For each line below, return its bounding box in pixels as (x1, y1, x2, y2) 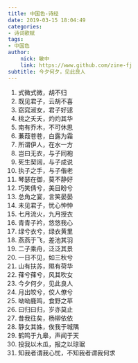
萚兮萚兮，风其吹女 (17, 270, 74, 278)
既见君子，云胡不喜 (17, 96, 74, 105)
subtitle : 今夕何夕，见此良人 (8, 68, 86, 75)
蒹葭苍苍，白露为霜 (17, 131, 74, 140)
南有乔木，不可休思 (17, 123, 74, 131)
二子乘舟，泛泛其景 (17, 244, 74, 253)
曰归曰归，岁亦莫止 (17, 305, 74, 313)
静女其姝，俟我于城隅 (17, 322, 79, 330)
